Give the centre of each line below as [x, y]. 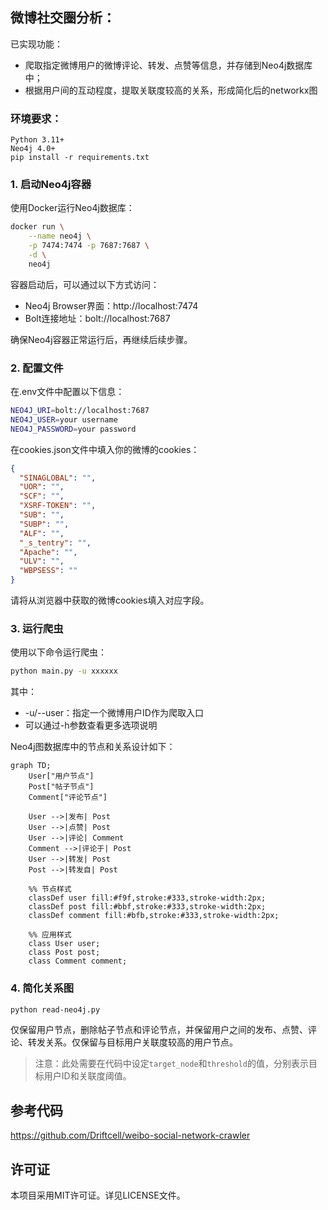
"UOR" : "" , [42, 487]
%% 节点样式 [50, 889]
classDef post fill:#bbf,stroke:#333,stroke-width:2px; [147, 907]
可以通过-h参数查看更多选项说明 [91, 725]
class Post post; [64, 953]
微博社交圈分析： [63, 18]
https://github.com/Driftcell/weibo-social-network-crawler [130, 1135]
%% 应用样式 [50, 935]
